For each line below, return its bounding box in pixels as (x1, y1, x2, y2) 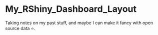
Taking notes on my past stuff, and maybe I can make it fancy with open (5, 20, 153, 26)
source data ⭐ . (5, 25, 35, 31)
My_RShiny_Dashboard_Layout (5, 3, 136, 15)
